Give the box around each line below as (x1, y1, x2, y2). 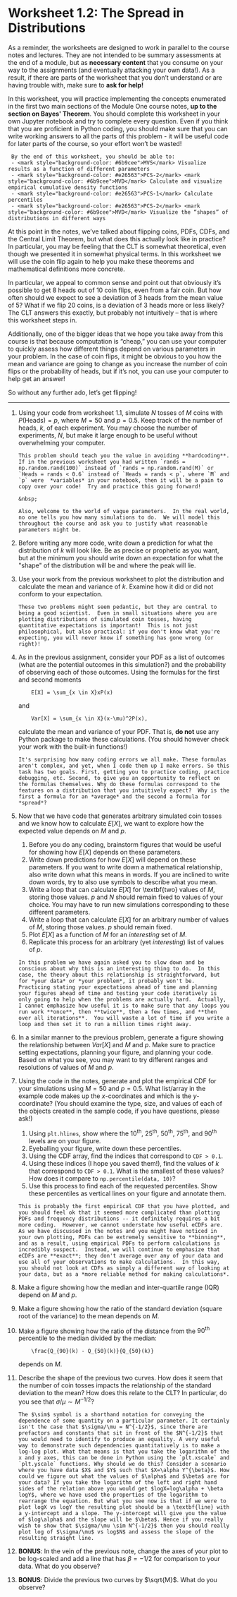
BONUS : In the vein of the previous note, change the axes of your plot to (18, 1547, 229, 1555)
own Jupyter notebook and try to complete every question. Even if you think (8, 116, 229, 125)
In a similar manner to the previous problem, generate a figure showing (18, 1032, 224, 1042)
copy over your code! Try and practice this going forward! (18, 483, 202, 490)
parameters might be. (18, 526, 82, 534)
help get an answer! (8, 374, 65, 382)
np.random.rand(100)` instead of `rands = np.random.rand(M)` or (18, 464, 214, 471)
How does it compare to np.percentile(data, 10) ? (28, 1174, 176, 1183)
